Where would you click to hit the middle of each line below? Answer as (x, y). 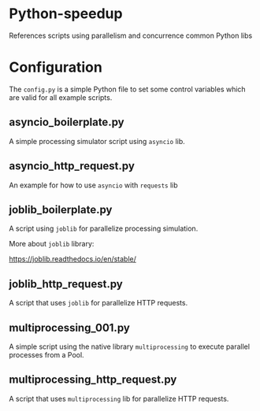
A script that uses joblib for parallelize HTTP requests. (98, 303)
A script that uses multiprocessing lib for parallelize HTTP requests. (119, 398)
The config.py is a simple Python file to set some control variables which (128, 89)
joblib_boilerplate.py (61, 209)
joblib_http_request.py (66, 284)
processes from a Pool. (47, 354)
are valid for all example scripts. (61, 97)
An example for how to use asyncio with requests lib (93, 185)
